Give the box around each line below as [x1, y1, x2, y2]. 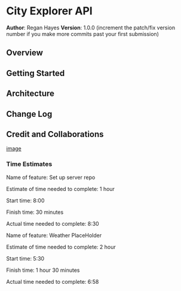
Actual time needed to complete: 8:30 [6, 220, 100, 227]
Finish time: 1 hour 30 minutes [6, 266, 80, 274]
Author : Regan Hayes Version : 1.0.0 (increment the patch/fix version [6, 24, 176, 31]
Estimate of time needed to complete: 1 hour [6, 185, 115, 192]
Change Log [6, 109, 53, 119]
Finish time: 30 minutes [6, 208, 64, 216]
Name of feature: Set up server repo [6, 174, 96, 181]
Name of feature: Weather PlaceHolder [6, 232, 102, 239]
